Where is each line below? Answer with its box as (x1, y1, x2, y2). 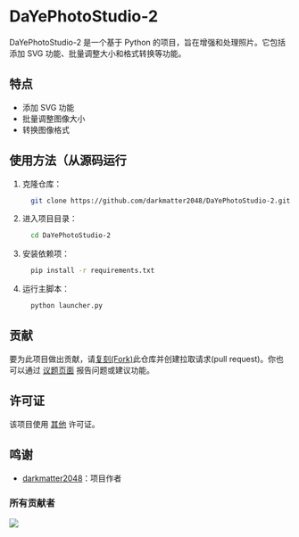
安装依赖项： (21, 248, 70, 260)
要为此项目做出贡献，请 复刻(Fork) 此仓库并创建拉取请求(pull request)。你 (9, 353, 277, 364)
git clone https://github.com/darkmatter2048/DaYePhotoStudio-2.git (30, 196, 291, 205)
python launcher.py (30, 302, 103, 310)
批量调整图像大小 (21, 113, 86, 124)
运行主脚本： (21, 284, 70, 294)
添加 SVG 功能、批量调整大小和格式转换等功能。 (9, 47, 187, 59)
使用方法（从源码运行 (9, 153, 127, 169)
